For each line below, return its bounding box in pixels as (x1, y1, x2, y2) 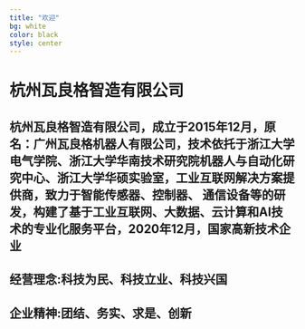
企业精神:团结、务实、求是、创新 (9, 305, 193, 321)
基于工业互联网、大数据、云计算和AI (68, 204, 272, 219)
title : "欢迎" (9, 13, 61, 23)
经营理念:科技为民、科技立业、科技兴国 (9, 272, 228, 287)
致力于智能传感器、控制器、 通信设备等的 (44, 187, 274, 202)
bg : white (9, 22, 47, 31)
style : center (9, 38, 63, 48)
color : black (9, 30, 59, 39)
